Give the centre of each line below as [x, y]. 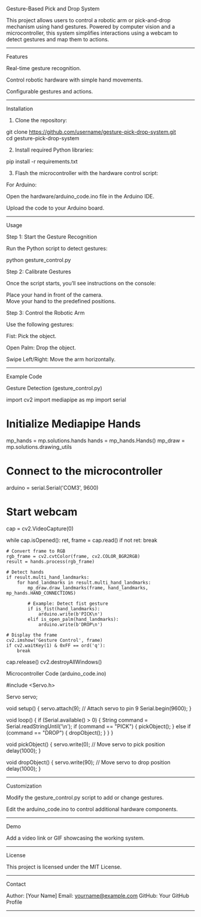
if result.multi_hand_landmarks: [48, 577]
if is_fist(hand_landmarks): [64, 609]
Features [17, 57]
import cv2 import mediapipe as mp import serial [66, 400]
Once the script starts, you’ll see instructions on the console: [81, 283]
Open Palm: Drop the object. [41, 348]
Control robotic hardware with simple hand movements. [75, 80]
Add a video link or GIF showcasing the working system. [75, 838]
